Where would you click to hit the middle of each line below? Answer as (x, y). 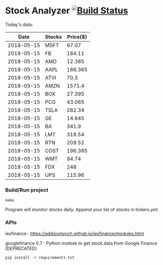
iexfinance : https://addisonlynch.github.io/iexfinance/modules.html (75, 233)
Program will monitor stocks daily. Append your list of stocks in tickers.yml (81, 210)
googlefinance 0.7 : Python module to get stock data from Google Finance (81, 243)
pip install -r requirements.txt (40, 258)
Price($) (77, 36)
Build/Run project (27, 190)
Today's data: (19, 24)
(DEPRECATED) (21, 248)
